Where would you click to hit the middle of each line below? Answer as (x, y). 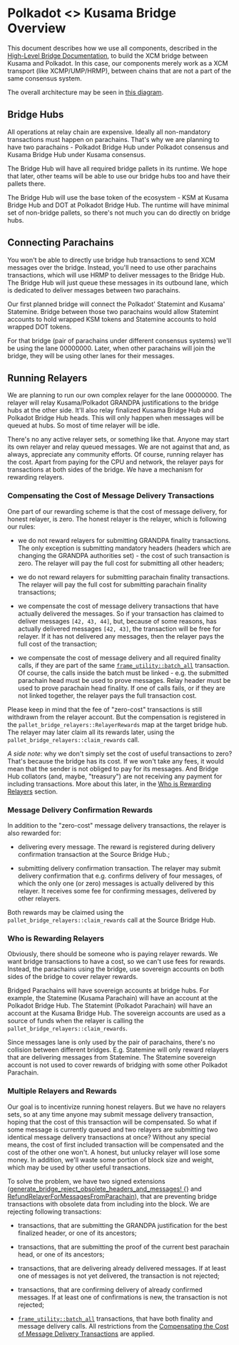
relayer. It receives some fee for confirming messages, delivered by (117, 890)
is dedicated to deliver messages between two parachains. (94, 290)
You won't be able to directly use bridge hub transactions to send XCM (111, 260)
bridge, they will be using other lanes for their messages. (91, 355)
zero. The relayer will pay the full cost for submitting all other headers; (121, 563)
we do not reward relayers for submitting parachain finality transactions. (124, 577)
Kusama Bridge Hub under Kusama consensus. (77, 154)
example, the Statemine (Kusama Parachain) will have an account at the (113, 998)
